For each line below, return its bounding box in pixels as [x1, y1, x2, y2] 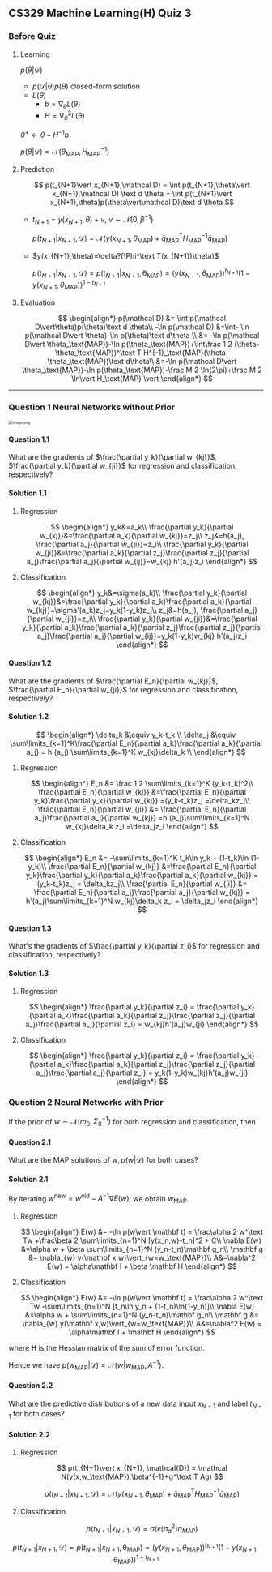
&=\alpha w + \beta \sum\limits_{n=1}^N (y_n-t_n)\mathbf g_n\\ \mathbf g [20, 1244, 263, 1253]
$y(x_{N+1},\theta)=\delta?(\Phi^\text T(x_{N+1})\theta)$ [32, 251, 219, 260]
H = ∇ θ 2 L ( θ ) [44, 109, 85, 122]
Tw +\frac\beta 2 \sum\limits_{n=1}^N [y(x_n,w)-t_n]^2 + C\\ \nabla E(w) [23, 1236, 261, 1245]
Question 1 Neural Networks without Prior [8, 401, 176, 413]
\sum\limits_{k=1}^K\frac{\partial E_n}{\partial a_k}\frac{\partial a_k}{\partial [9, 738, 263, 748]
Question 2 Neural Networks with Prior [8, 1097, 164, 1108]
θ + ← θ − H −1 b [19, 128, 70, 139]
